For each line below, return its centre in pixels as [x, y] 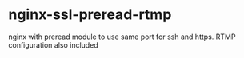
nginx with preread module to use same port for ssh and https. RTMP [122, 37]
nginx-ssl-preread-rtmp [90, 15]
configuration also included [53, 44]
